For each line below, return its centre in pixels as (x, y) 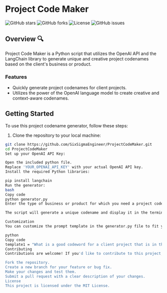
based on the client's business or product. (48, 64)
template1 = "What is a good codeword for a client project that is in (81, 244)
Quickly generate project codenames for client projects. (69, 88)
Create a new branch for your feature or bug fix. (59, 267)
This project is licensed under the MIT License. (58, 286)
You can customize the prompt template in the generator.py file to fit (82, 227)
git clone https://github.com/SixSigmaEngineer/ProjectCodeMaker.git (79, 144)
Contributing (19, 249)
